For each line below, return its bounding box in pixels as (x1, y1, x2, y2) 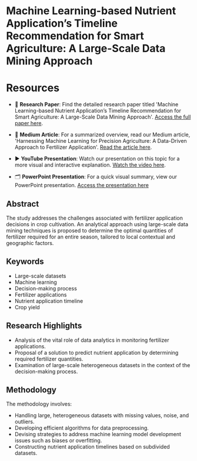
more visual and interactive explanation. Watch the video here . (14, 161, 166, 169)
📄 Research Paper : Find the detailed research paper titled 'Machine (14, 101, 179, 108)
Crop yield (14, 303, 40, 310)
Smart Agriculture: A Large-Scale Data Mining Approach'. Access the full (14, 113, 191, 120)
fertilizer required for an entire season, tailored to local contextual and (6, 233, 175, 240)
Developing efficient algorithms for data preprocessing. (14, 424, 149, 431)
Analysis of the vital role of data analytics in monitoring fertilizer (14, 336, 169, 344)
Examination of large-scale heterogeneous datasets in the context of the (14, 361, 191, 368)
